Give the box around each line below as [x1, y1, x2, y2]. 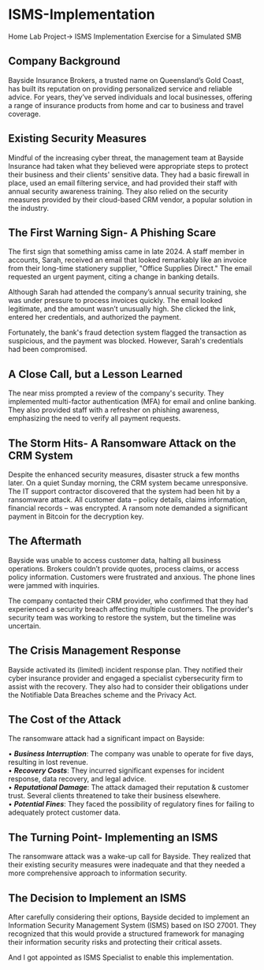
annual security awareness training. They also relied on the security [8, 186, 229, 196]
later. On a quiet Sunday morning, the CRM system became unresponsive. [8, 478, 248, 487]
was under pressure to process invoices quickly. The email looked [8, 296, 223, 305]
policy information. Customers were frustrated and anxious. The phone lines [8, 572, 256, 582]
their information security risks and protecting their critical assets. [8, 938, 222, 947]
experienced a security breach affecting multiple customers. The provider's [8, 604, 254, 613]
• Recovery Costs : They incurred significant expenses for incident [8, 766, 225, 775]
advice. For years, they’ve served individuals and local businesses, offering [8, 92, 253, 102]
